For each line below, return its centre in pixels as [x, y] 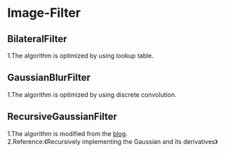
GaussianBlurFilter [49, 78]
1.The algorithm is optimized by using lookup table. [81, 55]
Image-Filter [44, 13]
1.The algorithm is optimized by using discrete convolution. [92, 94]
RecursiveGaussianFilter [62, 117]
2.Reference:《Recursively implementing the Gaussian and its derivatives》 [113, 141]
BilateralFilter [37, 39]
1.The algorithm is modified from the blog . [68, 133]
